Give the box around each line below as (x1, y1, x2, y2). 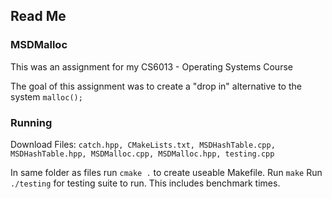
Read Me (10, 8, 67, 25)
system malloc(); (10, 90, 83, 103)
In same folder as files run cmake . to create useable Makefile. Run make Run (10, 166, 323, 178)
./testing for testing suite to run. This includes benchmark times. (10, 177, 281, 189)
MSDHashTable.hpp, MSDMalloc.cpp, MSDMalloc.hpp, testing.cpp (10, 149, 275, 159)
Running (10, 115, 53, 129)
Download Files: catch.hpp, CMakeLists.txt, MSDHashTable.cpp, (10, 138, 276, 150)
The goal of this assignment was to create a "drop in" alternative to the (10, 80, 302, 92)
